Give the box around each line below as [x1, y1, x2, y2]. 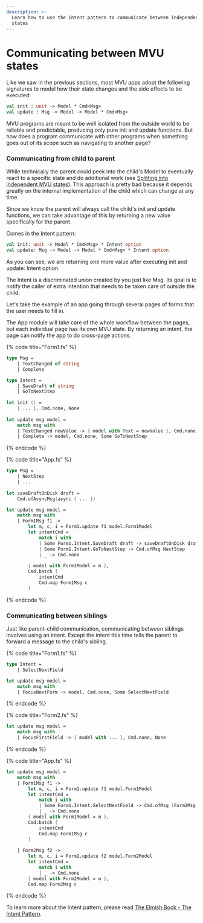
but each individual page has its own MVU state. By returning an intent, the [6, 326, 193, 333]
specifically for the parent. [6, 218, 72, 225]
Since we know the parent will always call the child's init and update [6, 205, 176, 213]
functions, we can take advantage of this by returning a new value [6, 212, 171, 219]
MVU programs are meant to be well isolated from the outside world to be [6, 120, 190, 127]
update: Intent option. [6, 265, 60, 272]
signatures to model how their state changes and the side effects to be [6, 85, 182, 92]
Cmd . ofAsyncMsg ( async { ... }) [17, 496, 96, 502]
